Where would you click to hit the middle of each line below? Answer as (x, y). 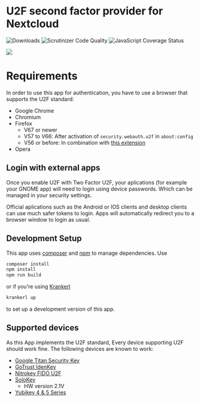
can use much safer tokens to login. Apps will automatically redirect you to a (100, 213)
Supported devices (43, 328)
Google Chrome (34, 111)
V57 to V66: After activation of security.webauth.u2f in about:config (108, 136)
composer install (28, 264)
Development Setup (44, 239)
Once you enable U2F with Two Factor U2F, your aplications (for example (97, 182)
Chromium (28, 117)
